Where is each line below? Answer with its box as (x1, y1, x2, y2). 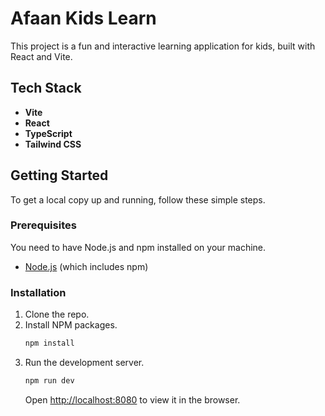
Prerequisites (10, 218, 77, 232)
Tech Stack (10, 80, 82, 97)
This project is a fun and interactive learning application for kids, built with (10, 40, 316, 52)
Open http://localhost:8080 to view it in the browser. (24, 393, 241, 406)
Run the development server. (24, 357, 145, 369)
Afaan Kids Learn (10, 7, 157, 30)
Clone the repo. (24, 308, 90, 321)
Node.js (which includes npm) (24, 260, 149, 272)
